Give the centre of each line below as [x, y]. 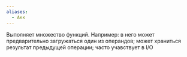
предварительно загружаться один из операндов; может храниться [94, 41]
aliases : [17, 12]
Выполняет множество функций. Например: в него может [80, 34]
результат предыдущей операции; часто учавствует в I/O [80, 47]
